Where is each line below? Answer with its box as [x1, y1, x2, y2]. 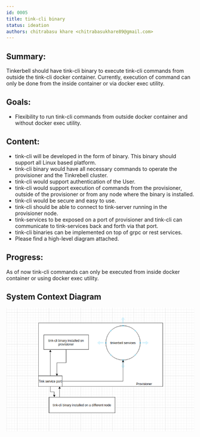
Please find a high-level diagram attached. [14, 235, 119, 242]
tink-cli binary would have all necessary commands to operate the [14, 165, 177, 173]
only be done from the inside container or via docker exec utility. [6, 80, 165, 87]
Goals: [6, 97, 31, 107]
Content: [6, 137, 40, 147]
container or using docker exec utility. [6, 275, 99, 282]
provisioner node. [14, 210, 59, 217]
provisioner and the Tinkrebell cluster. [14, 171, 109, 179]
